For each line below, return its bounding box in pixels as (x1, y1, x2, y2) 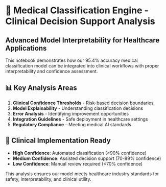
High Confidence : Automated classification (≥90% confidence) (12, 150, 147, 156)
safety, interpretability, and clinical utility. (5, 176, 91, 182)
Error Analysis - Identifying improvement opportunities (12, 110, 129, 116)
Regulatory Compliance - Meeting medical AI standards (12, 121, 132, 127)
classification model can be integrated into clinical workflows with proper (5, 63, 159, 68)
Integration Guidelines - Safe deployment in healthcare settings (12, 116, 148, 122)
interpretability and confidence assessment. (5, 68, 98, 74)
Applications (5, 43, 47, 53)
